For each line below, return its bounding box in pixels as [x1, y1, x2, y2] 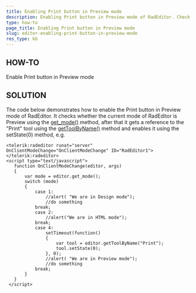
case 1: [35, 189, 54, 195]
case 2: [35, 209, 54, 215]
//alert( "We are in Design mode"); [45, 194, 135, 200]
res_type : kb [6, 36, 38, 42]
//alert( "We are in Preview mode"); [45, 255, 138, 262]
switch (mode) [24, 178, 59, 184]
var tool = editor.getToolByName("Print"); [56, 240, 164, 246]
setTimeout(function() [45, 230, 101, 236]
